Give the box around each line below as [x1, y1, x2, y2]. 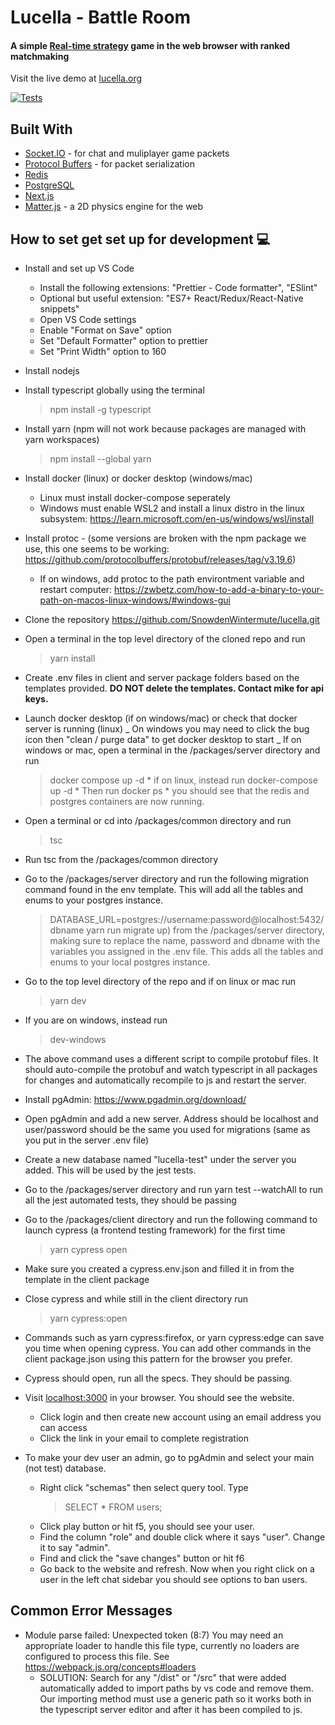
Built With [10, 121, 73, 138]
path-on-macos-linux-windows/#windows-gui [39, 594, 231, 606]
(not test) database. [24, 1462, 107, 1475]
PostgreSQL [24, 179, 75, 191]
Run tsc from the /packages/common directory [24, 854, 219, 866]
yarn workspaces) [24, 434, 100, 446]
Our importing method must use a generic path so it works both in [39, 1692, 312, 1705]
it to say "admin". [39, 1542, 111, 1554]
